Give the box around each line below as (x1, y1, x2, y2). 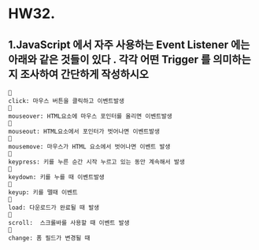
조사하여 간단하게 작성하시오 (20, 68, 150, 81)
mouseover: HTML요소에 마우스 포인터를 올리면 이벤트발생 (8, 112, 172, 120)
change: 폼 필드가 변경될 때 (8, 234, 91, 242)
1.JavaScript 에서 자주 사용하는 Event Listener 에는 (8, 38, 250, 51)
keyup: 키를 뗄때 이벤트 (8, 189, 79, 197)
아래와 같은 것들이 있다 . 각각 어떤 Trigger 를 (8, 53, 211, 66)
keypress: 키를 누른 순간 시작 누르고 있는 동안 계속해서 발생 (8, 158, 185, 166)
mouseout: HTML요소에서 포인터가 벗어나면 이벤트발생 (8, 127, 160, 135)
